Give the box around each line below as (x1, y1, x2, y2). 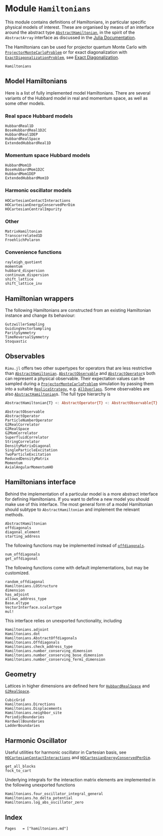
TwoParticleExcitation (5, 452, 51, 457)
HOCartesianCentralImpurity (5, 207, 62, 212)
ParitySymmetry (5, 331, 36, 335)
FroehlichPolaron (5, 237, 40, 242)
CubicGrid (5, 698, 25, 702)
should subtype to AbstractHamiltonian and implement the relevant (5, 506, 140, 512)
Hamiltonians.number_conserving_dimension (5, 648, 92, 653)
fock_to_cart (5, 768, 32, 773)
